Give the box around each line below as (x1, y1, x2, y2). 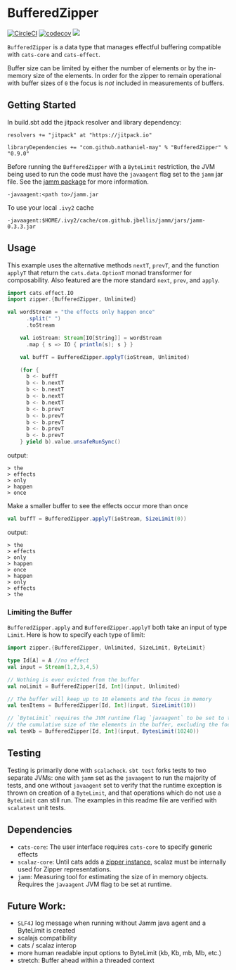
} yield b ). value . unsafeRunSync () (20, 439, 121, 446)
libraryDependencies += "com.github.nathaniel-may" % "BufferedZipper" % (7, 144, 228, 151)
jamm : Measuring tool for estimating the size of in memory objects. (17, 872, 209, 881)
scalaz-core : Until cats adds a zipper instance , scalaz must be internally (17, 857, 227, 866)
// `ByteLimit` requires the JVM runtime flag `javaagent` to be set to (7, 714, 225, 722)
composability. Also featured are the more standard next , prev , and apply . (7, 276, 220, 284)
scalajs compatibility (17, 934, 77, 943)
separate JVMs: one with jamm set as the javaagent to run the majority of (7, 773, 216, 782)
